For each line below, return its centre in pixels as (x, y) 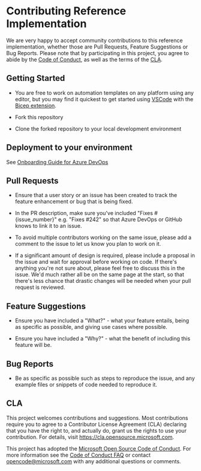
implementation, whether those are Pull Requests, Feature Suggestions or (97, 47)
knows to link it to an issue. (48, 226)
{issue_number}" (36, 219)
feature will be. (33, 345)
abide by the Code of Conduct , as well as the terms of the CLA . (85, 59)
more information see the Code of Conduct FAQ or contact (79, 455)
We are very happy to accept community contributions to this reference (94, 40)
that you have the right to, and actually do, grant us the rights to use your (97, 430)
